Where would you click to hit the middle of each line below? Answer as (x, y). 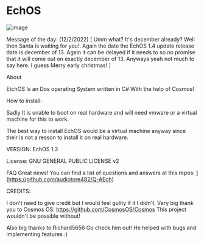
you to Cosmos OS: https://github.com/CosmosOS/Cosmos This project (97, 209)
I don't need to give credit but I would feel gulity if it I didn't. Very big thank (100, 203)
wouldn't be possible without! (43, 216)
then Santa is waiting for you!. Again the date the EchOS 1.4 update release (100, 46)
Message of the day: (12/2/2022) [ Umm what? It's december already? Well (100, 39)
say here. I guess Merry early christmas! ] (59, 65)
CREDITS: (19, 191)
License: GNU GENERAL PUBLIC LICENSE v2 (63, 161)
